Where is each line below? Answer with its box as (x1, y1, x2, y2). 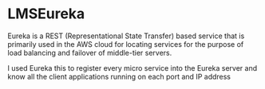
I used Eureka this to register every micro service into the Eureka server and (7, 63, 257, 72)
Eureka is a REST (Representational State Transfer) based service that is (7, 31, 245, 41)
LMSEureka (7, 5, 85, 23)
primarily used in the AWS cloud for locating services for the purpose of (7, 39, 244, 48)
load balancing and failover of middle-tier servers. (7, 48, 172, 57)
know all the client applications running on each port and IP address (7, 72, 231, 81)
